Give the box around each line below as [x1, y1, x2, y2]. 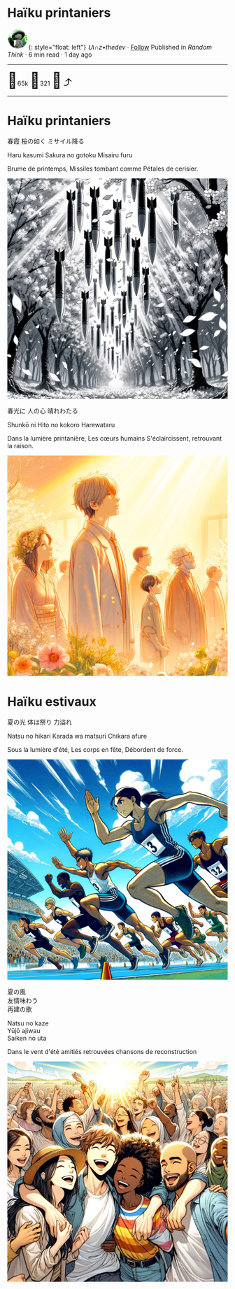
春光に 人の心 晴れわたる [7, 406, 78, 415]
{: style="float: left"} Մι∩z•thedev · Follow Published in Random [28, 43, 212, 51]
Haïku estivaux [7, 694, 97, 710]
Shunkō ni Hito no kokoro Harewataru [7, 420, 115, 429]
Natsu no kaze [7, 1019, 49, 1027]
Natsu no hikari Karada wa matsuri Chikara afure [7, 732, 148, 740]
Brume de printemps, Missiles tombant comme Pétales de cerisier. [7, 164, 199, 173]
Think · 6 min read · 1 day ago [7, 50, 92, 59]
